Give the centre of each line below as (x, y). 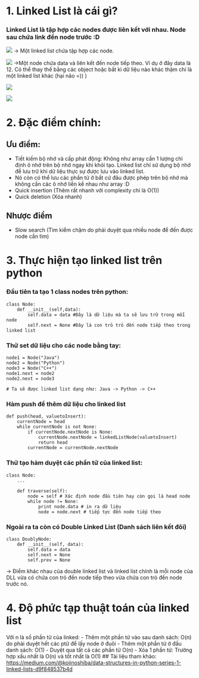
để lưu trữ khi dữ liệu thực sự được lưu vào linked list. (80, 171)
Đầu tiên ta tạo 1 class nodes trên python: (67, 292)
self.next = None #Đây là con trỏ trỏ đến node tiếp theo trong (109, 325)
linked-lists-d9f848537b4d (39, 669)
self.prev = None (49, 560)
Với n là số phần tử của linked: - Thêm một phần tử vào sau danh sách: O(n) (99, 637)
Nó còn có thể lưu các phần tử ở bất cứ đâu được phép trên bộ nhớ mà (101, 178)
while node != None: (53, 501)
